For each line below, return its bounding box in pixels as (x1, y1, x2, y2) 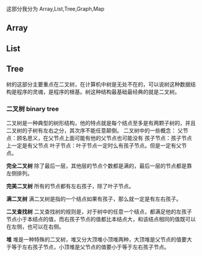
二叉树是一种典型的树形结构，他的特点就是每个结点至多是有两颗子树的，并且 (6, 119, 196, 126)
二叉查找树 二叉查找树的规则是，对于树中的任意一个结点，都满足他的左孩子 (6, 208, 192, 215)
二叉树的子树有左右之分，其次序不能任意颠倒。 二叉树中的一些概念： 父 (6, 127, 183, 134)
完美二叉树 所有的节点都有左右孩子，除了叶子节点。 (6, 182, 134, 189)
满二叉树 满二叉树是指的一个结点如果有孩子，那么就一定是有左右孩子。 (6, 195, 182, 203)
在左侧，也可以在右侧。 (6, 223, 64, 230)
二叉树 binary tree (6, 105, 59, 113)
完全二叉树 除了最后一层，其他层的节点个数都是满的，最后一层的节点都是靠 (6, 162, 192, 169)
